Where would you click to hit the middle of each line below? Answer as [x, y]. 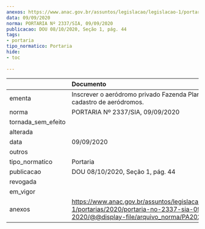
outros [19, 152]
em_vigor [22, 192]
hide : [13, 52]
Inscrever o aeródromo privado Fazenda [129, 94]
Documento [89, 84]
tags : [13, 35]
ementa [20, 98]
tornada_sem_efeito [38, 122]
